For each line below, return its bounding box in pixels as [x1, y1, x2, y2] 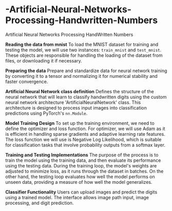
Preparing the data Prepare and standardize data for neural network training [5, 68, 167, 74]
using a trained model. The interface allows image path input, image [5, 194, 149, 200]
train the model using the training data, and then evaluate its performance [5, 157, 161, 163]
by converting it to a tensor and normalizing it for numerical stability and [5, 73, 158, 79]
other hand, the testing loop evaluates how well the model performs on [5, 173, 155, 180]
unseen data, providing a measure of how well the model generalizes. [5, 179, 152, 185]
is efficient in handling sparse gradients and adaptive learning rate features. [5, 131, 165, 137]
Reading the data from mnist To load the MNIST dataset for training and [5, 41, 159, 47]
